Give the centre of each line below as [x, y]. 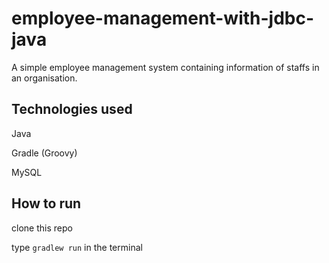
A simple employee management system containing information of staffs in [165, 67]
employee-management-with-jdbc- [163, 18]
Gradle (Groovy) [44, 153]
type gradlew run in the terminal [77, 247]
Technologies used [72, 109]
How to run [46, 203]
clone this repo [42, 228]
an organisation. [44, 78]
